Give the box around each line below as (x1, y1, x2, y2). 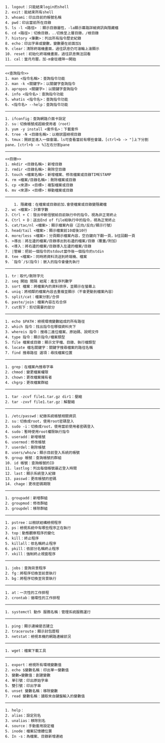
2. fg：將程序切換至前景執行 (5, 571, 56, 576)
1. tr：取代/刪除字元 (5, 274, 44, 279)
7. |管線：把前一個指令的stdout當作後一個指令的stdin (5, 249, 104, 254)
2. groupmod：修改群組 (5, 501, 48, 506)
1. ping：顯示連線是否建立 (5, 624, 54, 629)
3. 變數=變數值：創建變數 (5, 673, 51, 678)
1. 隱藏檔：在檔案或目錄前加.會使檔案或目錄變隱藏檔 (14, 202, 107, 207)
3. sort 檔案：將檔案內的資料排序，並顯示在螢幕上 (5, 284, 96, 289)
